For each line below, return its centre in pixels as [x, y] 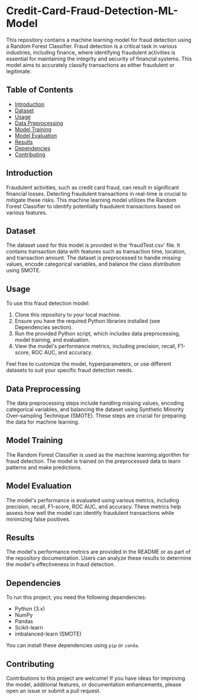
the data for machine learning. [43, 422]
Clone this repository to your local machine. [68, 315]
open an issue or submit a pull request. [53, 691]
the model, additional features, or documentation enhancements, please [94, 685]
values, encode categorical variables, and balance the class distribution [93, 264]
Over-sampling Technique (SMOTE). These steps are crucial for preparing [96, 416]
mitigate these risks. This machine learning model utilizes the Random [91, 200]
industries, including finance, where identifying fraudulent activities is [91, 52]
